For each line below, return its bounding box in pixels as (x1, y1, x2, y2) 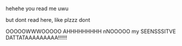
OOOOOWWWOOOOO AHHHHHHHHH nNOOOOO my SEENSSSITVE (5, 28, 176, 35)
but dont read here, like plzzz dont (5, 17, 90, 23)
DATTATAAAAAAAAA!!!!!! (5, 34, 68, 41)
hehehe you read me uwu (5, 5, 69, 12)
